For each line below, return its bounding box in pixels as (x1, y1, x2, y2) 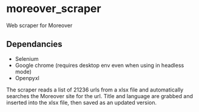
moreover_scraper (6, 2, 101, 16)
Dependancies (6, 39, 62, 49)
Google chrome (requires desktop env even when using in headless (15, 61, 184, 69)
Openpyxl (15, 74, 39, 81)
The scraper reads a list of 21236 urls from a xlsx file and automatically (6, 86, 184, 93)
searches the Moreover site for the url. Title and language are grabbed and (6, 92, 193, 99)
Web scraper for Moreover (6, 22, 73, 29)
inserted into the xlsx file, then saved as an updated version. (6, 99, 157, 106)
